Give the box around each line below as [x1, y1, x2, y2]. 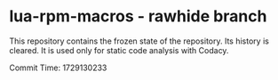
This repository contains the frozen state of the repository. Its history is [9, 36, 269, 46]
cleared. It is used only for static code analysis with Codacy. [9, 44, 229, 55]
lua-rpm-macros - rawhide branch [9, 6, 267, 27]
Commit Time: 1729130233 [9, 62, 107, 73]
